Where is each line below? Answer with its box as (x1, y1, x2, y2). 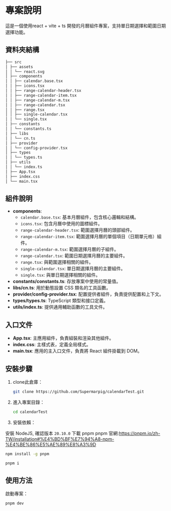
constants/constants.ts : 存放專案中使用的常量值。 (12, 278, 121, 285)
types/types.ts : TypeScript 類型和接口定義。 (12, 298, 109, 304)
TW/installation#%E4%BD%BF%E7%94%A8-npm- (5, 436, 115, 442)
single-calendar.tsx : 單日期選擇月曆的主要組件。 (20, 265, 126, 272)
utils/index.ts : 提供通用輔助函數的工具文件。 (12, 304, 108, 310)
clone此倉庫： (12, 379, 43, 385)
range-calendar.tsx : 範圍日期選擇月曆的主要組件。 (20, 252, 128, 259)
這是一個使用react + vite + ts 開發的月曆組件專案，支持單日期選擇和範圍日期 (5, 23, 166, 29)
